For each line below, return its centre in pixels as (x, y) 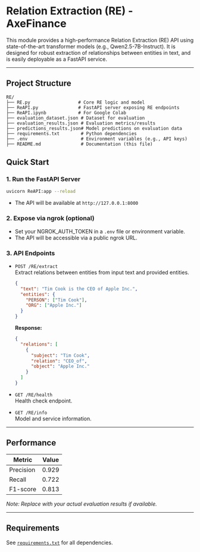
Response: (28, 328)
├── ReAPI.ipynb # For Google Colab (66, 113)
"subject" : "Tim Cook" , (60, 355)
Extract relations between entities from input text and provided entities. (102, 272)
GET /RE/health (34, 395)
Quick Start (28, 162)
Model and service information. (53, 419)
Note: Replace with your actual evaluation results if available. (82, 504)
